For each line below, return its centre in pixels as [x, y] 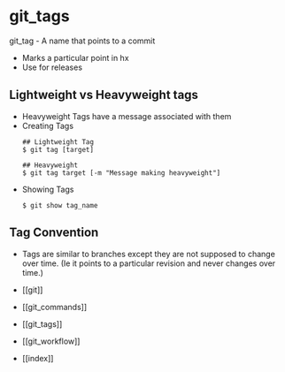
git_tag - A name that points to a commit [82, 41]
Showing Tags [48, 189]
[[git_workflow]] [51, 341]
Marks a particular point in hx [76, 57]
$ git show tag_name [60, 205]
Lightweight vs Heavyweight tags [104, 95]
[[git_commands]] [54, 307]
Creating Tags [47, 125]
